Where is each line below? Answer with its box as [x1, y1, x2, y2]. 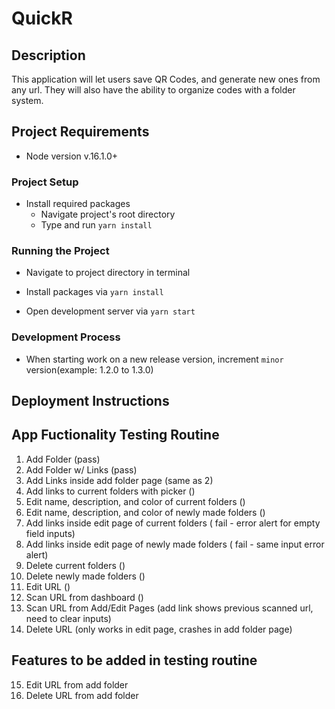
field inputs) [25, 527, 76, 539]
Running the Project [11, 244, 110, 258]
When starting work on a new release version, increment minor [25, 353, 284, 365]
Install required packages [25, 198, 131, 210]
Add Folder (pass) [25, 453, 101, 465]
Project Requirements [11, 123, 150, 141]
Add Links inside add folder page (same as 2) [25, 474, 214, 486]
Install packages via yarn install [25, 286, 164, 298]
